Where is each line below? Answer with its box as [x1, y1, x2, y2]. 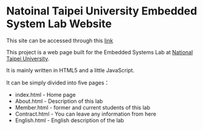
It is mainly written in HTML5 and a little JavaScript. [6, 66, 135, 73]
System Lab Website [6, 17, 112, 31]
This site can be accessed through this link [6, 37, 113, 44]
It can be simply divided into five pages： [6, 79, 110, 86]
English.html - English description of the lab [15, 116, 124, 124]
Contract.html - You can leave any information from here [15, 110, 156, 117]
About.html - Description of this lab [15, 97, 103, 105]
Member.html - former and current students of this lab [15, 104, 150, 111]
